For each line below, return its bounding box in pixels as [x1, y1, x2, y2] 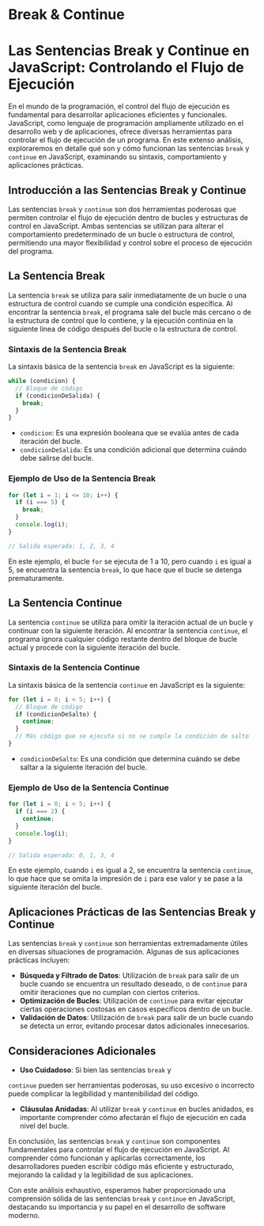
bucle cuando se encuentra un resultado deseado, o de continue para [19, 979, 247, 989]
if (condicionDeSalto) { [15, 710, 97, 718]
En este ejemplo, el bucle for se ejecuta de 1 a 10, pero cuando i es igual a [8, 556, 251, 566]
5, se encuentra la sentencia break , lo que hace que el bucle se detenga [8, 564, 243, 575]
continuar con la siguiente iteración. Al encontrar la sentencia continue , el [8, 625, 248, 635]
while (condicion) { [8, 378, 77, 385]
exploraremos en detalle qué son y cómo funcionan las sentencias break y [8, 144, 250, 154]
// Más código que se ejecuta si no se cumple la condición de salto [15, 732, 249, 741]
